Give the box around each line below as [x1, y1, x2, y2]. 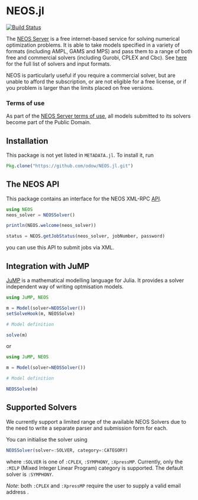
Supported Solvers [6, 402, 77, 413]
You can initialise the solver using [6, 436, 87, 443]
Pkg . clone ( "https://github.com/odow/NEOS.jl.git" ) [6, 163, 134, 169]
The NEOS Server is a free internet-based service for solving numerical [6, 35, 180, 42]
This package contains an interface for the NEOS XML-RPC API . [6, 195, 161, 202]
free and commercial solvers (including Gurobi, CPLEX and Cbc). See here [6, 54, 187, 61]
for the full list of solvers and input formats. [6, 60, 111, 67]
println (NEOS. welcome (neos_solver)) [6, 223, 96, 229]
